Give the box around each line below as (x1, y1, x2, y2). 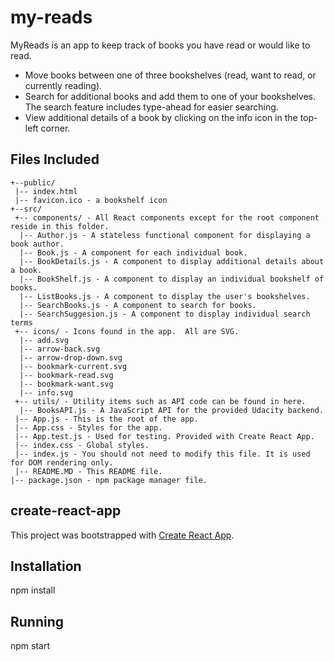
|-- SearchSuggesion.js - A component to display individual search (19, 309, 311, 319)
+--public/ (10, 177, 56, 188)
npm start (10, 640, 51, 652)
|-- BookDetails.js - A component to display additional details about (19, 256, 325, 266)
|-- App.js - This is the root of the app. (14, 414, 199, 424)
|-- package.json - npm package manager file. (10, 475, 208, 485)
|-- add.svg (19, 335, 70, 345)
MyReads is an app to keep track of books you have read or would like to (10, 39, 311, 51)
